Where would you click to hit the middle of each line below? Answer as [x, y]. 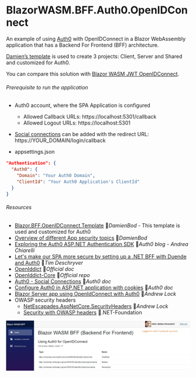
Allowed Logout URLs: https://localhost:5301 [77, 123]
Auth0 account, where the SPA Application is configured [82, 105]
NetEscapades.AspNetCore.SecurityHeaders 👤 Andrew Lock [96, 306]
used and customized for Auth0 [53, 231]
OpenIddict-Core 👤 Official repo [52, 275]
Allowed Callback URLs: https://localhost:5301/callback [90, 117]
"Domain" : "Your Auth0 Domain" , [56, 175]
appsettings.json [35, 152]
